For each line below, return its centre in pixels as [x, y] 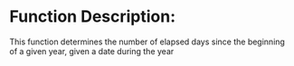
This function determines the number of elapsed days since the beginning [147, 42]
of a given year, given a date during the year [92, 51]
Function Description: [93, 17]
